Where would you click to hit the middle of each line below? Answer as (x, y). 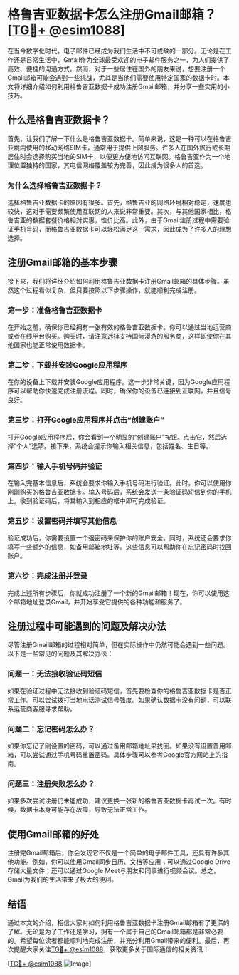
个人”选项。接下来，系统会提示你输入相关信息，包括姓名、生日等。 (115, 445)
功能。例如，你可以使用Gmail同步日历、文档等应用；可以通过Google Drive (122, 862)
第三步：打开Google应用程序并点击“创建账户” (86, 420)
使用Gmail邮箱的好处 (53, 834)
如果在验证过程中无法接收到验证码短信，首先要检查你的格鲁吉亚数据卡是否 (116, 691)
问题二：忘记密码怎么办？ (51, 729)
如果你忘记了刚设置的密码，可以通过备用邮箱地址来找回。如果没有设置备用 (116, 746)
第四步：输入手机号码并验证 (55, 466)
